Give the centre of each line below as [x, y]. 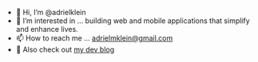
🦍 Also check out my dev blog [65, 49]
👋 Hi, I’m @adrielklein [51, 12]
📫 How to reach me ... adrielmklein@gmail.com [94, 38]
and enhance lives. [47, 29]
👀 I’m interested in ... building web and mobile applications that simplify [133, 21]
